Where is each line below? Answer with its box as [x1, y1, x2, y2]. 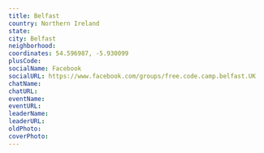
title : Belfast [8, 11, 60, 20]
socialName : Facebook [8, 65, 82, 73]
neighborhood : [8, 42, 57, 50]
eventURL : [8, 102, 42, 110]
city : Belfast [8, 34, 57, 43]
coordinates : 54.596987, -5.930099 [8, 49, 129, 57]
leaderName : [8, 110, 49, 118]
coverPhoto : [8, 132, 49, 140]
